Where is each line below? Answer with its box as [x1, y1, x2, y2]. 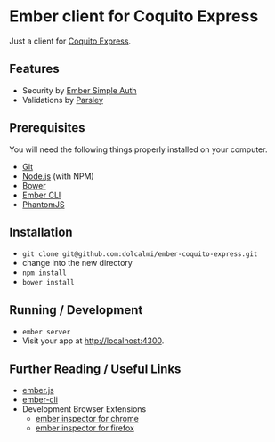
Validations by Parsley [21, 94, 104, 105]
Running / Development [9, 302, 143, 317]
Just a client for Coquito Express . [9, 36, 132, 46]
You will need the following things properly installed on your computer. [9, 144, 268, 155]
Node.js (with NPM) [21, 171, 95, 181]
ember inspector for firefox [35, 422, 135, 433]
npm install [21, 269, 67, 277]
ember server [21, 327, 71, 337]
